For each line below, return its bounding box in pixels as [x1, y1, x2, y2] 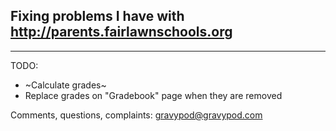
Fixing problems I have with [10, 8, 185, 25]
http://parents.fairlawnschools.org [10, 24, 233, 41]
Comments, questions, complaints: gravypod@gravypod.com [10, 109, 263, 121]
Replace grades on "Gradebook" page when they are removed [24, 89, 283, 101]
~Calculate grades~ [24, 79, 107, 91]
